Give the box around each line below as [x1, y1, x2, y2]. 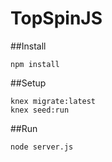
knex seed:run [10, 105, 70, 115]
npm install [10, 59, 60, 69]
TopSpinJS [10, 7, 103, 30]
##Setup [10, 77, 47, 89]
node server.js [10, 142, 74, 152]
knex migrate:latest [10, 96, 97, 106]
